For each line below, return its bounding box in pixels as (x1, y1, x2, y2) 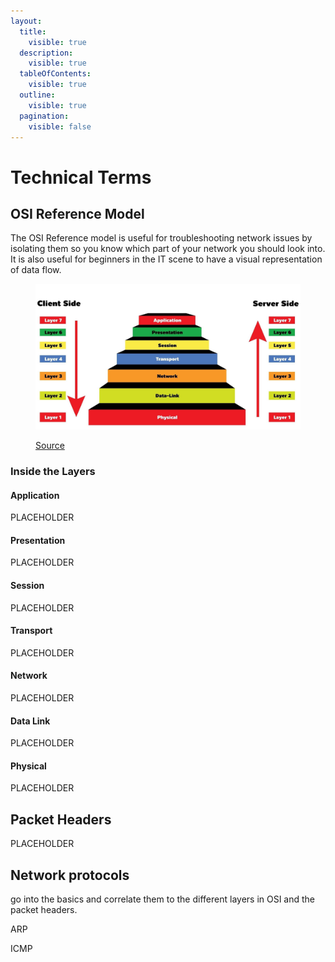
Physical (10, 760, 47, 772)
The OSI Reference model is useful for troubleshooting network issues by (10, 232, 313, 244)
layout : (10, 16, 43, 26)
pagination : (19, 111, 70, 121)
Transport (10, 625, 53, 637)
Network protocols (10, 866, 130, 884)
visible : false (28, 121, 92, 132)
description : (19, 48, 74, 58)
